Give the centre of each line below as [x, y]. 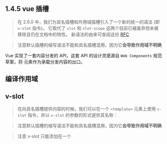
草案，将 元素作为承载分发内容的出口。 [45, 62]
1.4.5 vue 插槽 [27, 9]
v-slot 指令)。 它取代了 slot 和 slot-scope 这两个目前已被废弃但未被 [88, 28]
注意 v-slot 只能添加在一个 [44, 137]
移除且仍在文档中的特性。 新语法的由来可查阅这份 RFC [73, 34]
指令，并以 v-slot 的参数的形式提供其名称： [73, 115]
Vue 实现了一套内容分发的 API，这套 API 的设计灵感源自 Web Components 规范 [83, 55]
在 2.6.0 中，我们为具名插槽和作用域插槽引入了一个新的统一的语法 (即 [88, 22]
